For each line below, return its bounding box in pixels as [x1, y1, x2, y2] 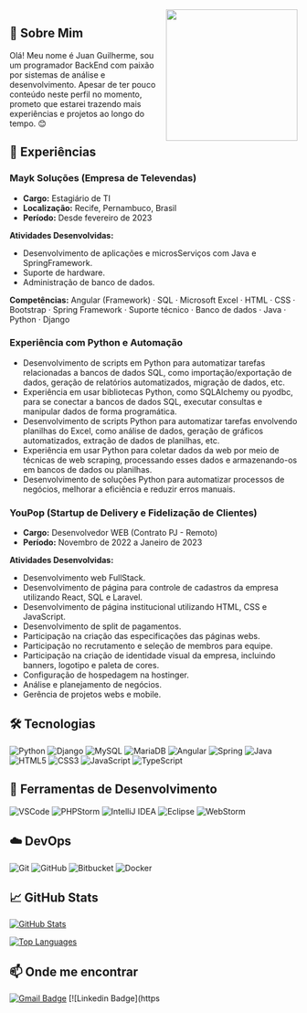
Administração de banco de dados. [22, 276, 155, 287]
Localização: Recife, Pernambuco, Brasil [22, 202, 177, 213]
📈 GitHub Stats [9, 890, 99, 905]
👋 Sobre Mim [9, 26, 84, 41]
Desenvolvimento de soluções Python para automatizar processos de [22, 474, 285, 485]
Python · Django [9, 314, 70, 325]
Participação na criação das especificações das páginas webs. [22, 631, 260, 642]
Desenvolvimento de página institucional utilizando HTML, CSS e [22, 602, 268, 613]
